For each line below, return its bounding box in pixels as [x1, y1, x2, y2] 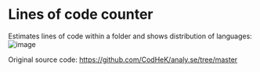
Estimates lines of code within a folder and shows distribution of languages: [8, 31, 252, 41]
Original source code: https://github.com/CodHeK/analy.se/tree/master [8, 55, 238, 64]
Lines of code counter [8, 5, 153, 23]
